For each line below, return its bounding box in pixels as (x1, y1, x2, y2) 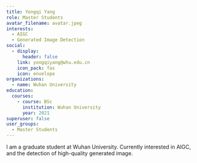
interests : (6, 25, 34, 32)
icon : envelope (17, 71, 55, 77)
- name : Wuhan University (11, 82, 77, 88)
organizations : (6, 76, 45, 82)
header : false (22, 54, 58, 60)
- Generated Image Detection (11, 37, 85, 43)
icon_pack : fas (17, 65, 55, 71)
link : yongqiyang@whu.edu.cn (17, 59, 90, 65)
